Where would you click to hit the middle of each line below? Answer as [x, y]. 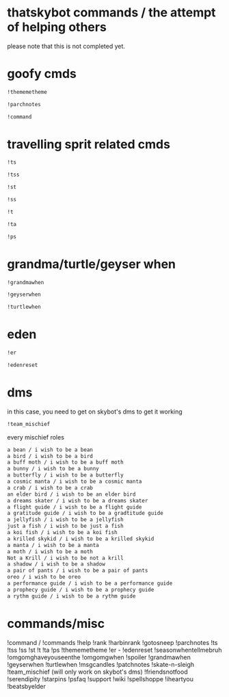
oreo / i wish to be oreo [44, 577]
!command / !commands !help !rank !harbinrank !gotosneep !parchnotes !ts [112, 642]
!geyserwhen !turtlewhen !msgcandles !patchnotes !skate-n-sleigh [101, 664]
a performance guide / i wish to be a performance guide [90, 583]
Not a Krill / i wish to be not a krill [66, 558]
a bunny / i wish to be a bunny [53, 469]
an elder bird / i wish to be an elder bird [71, 494]
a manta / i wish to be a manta [53, 545]
